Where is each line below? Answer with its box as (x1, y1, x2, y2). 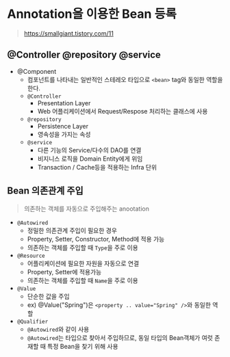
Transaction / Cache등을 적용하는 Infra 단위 (37, 163, 157, 171)
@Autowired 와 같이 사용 (27, 325, 90, 333)
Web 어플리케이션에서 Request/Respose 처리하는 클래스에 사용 (37, 107, 208, 115)
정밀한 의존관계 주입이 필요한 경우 (27, 226, 118, 235)
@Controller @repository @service (7, 49, 161, 61)
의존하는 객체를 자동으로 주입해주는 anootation (23, 204, 149, 213)
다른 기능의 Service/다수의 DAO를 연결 (37, 146, 142, 154)
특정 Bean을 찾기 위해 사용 (47, 342, 118, 350)
